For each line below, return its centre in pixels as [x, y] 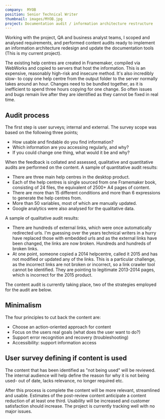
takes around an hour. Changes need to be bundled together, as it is [74, 84]
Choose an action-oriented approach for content [62, 326]
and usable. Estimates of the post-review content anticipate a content [76, 395]
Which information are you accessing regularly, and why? [70, 147]
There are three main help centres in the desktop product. [71, 177]
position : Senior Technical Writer [42, 14]
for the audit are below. [29, 290]
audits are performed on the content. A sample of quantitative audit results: [82, 167]
